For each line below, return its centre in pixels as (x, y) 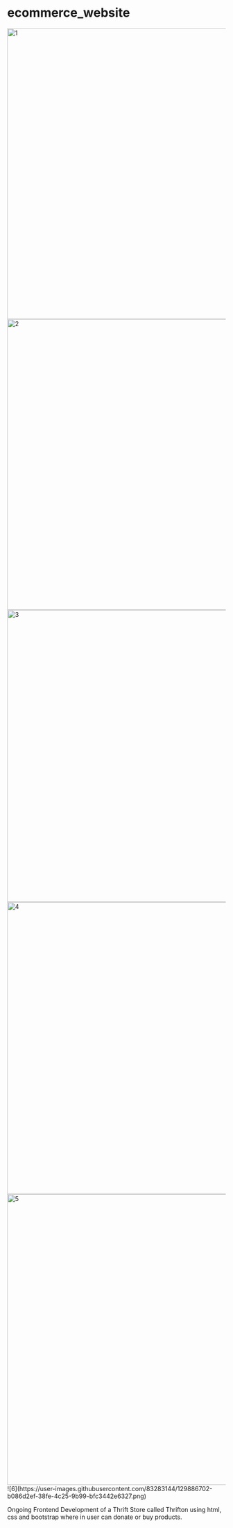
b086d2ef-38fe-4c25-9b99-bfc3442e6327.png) (77, 1496)
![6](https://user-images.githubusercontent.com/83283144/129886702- (110, 1488)
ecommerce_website (69, 13)
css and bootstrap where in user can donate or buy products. (95, 1517)
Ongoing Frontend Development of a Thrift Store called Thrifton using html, (114, 1509)
